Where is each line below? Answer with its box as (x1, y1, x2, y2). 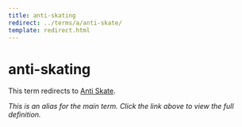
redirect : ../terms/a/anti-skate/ (8, 19, 123, 27)
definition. (8, 110, 41, 119)
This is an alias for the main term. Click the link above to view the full (8, 102, 234, 111)
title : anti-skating (8, 11, 77, 20)
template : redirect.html (8, 26, 90, 34)
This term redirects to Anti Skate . (8, 86, 117, 95)
